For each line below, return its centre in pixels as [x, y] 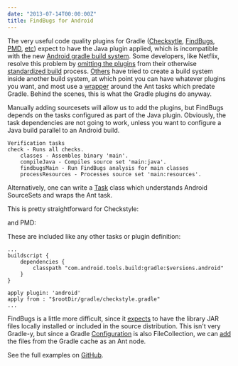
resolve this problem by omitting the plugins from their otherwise [102, 63]
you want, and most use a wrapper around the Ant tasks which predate [111, 86]
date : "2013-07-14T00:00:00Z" [52, 14]
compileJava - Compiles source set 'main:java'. [93, 162]
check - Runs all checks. [45, 149]
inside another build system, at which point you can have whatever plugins [117, 78]
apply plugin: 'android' [44, 293]
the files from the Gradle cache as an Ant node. [77, 341]
